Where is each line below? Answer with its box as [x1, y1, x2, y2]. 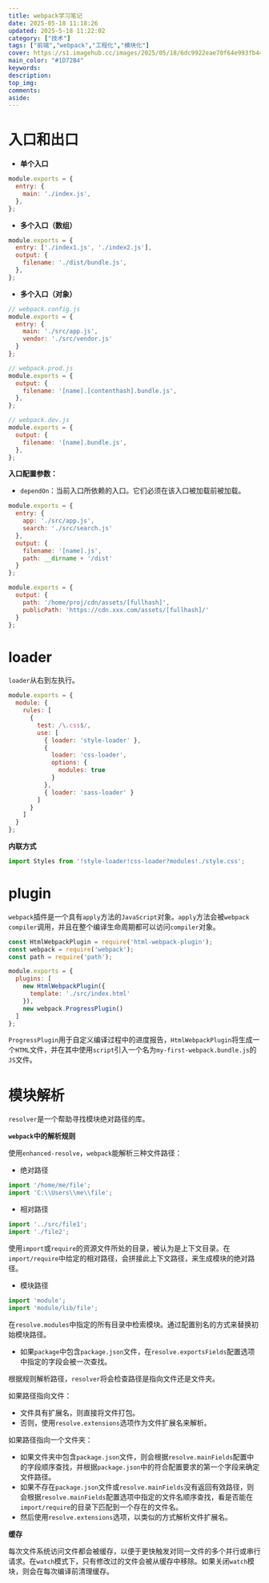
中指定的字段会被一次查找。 [19, 1357, 112, 1366]
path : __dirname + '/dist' [22, 554, 113, 562]
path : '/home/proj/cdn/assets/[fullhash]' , [22, 599, 171, 607]
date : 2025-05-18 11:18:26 [8, 19, 98, 27]
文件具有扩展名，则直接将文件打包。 [19, 1407, 140, 1417]
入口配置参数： [8, 469, 58, 478]
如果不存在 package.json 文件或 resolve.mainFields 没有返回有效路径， [19, 1482, 247, 1492]
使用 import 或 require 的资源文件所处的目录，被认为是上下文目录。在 [8, 1243, 231, 1252]
